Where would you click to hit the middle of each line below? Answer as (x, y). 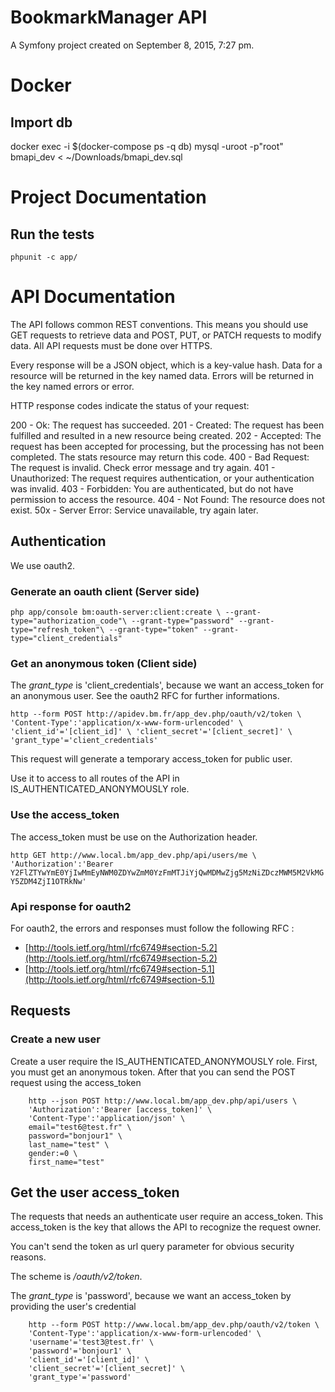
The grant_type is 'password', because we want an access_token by (151, 1296)
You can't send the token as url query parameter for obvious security (152, 1247)
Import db (41, 122)
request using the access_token (76, 1082)
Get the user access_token (95, 1192)
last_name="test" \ (69, 1144)
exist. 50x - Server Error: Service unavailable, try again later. (134, 510)
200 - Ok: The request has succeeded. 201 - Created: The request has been (167, 425)
